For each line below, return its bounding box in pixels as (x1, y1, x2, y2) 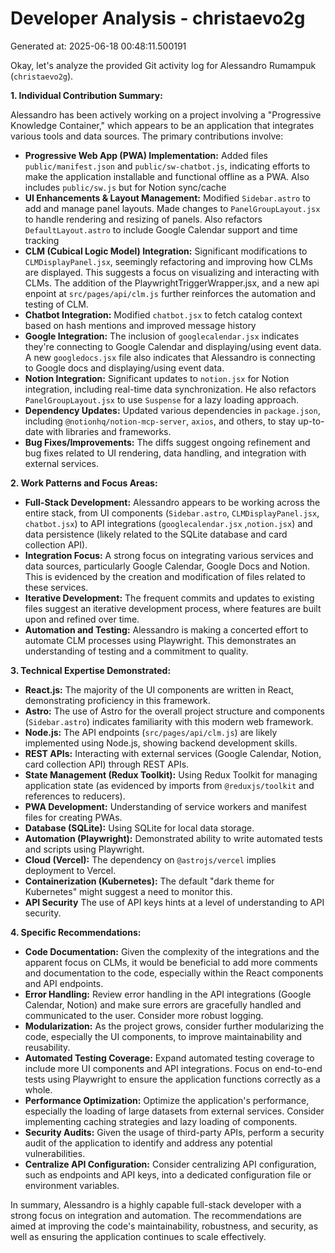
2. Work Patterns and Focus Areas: (10, 477, 158, 489)
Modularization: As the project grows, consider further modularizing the (24, 1020, 325, 1032)
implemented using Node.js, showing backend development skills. (24, 737, 298, 749)
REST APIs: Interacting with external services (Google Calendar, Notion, (24, 747, 322, 759)
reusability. (24, 1041, 71, 1053)
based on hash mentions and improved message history (24, 319, 257, 331)
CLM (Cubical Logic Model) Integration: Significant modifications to (24, 245, 308, 257)
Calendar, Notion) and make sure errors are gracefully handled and (24, 998, 302, 1011)
